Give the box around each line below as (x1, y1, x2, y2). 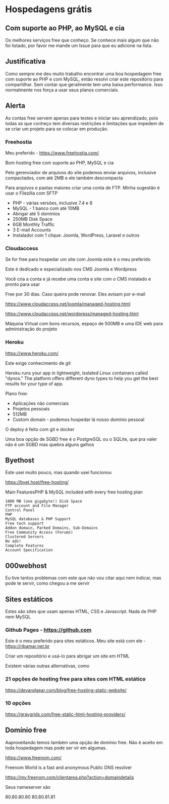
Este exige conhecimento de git (5, 360, 71, 366)
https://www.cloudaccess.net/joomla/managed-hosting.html (5, 301, 131, 307)
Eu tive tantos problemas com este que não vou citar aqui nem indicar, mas (5, 575, 161, 581)
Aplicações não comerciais (12, 400, 69, 406)
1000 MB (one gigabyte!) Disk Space (5, 499, 82, 504)
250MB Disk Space (12, 216, 53, 222)
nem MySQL (5, 614, 31, 620)
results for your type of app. (5, 380, 64, 387)
